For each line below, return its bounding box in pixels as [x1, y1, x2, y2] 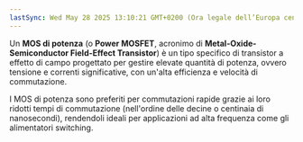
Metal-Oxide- [204, 38, 257, 49]
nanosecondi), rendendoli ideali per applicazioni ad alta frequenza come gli [9, 112, 289, 123]
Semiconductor [9, 47, 69, 58]
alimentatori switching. [9, 122, 94, 133]
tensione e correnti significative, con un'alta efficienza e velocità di [9, 67, 259, 77]
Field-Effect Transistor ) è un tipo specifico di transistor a [69, 47, 284, 58]
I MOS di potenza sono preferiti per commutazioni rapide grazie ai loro [9, 93, 271, 104]
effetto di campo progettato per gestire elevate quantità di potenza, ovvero [9, 57, 287, 67]
